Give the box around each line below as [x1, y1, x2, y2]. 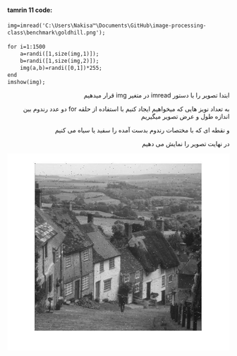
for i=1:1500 [7, 43, 46, 51]
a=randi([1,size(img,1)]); [20, 50, 99, 58]
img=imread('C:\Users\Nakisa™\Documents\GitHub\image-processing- [7, 22, 207, 30]
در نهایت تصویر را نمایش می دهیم [142, 140, 230, 148]
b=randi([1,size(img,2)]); [20, 57, 99, 65]
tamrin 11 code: [7, 6, 53, 14]
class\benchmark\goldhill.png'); [7, 29, 106, 37]
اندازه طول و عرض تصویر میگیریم [140, 112, 230, 121]
